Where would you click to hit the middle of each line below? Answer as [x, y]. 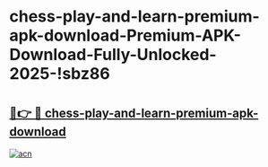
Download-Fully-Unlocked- [113, 55]
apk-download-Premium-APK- [125, 35]
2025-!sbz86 [60, 74]
